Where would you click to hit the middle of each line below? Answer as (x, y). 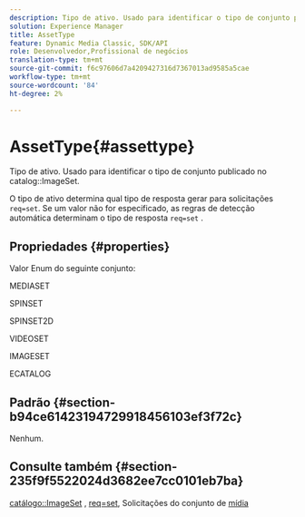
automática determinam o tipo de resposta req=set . (107, 218)
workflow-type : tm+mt (50, 77)
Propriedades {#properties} (90, 246)
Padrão (30, 402)
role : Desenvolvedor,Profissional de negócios (99, 52)
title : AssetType (42, 34)
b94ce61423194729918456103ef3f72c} (126, 417)
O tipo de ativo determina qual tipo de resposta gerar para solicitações (142, 199)
